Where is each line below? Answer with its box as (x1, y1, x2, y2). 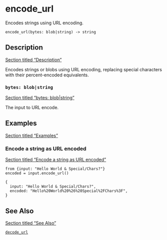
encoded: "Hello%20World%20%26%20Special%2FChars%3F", (10, 188, 128, 194)
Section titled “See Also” (5, 220, 57, 226)
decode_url (5, 229, 28, 235)
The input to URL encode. (5, 105, 59, 111)
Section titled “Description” (5, 57, 62, 63)
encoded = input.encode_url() (5, 171, 69, 176)
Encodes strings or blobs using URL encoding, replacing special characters (5, 66, 162, 72)
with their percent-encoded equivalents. (5, 72, 90, 78)
